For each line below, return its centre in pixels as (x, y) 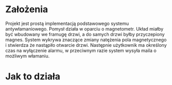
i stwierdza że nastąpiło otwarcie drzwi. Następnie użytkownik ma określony (86, 45)
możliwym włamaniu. (27, 56)
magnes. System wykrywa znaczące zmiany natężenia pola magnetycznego (86, 40)
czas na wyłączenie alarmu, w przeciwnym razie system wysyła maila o (81, 50)
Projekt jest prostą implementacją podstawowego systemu (67, 23)
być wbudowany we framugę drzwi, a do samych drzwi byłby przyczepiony (85, 34)
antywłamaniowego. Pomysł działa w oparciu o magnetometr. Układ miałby (84, 29)
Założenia (27, 9)
